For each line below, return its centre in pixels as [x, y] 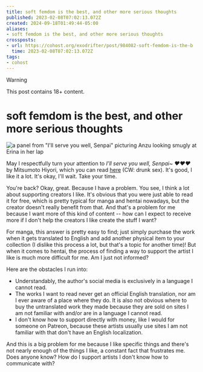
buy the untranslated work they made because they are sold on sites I [102, 307]
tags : [13, 57]
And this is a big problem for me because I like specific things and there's [98, 344]
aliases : [17, 29]
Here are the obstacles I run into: [47, 269]
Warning [17, 80]
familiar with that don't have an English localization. [79, 333]
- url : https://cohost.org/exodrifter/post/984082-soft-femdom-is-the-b [100, 46]
